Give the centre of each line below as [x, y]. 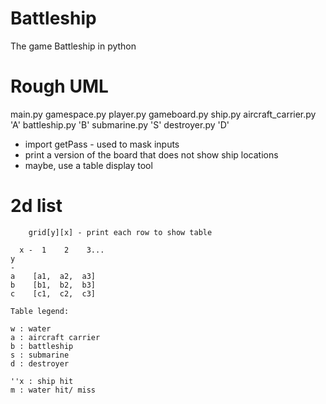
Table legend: [40, 311]
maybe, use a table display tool [88, 165]
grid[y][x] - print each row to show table [120, 232]
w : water [31, 328]
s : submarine [40, 355]
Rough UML [59, 86]
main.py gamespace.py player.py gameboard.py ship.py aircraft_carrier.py [163, 114]
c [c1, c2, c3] [53, 293]
